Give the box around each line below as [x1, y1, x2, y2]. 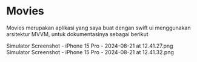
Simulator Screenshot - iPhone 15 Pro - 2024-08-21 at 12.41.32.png [6, 48, 175, 55]
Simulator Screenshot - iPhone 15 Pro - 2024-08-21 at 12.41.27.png [6, 42, 173, 49]
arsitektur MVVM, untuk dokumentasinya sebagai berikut [6, 30, 149, 37]
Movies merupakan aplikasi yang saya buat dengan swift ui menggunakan [6, 24, 191, 31]
